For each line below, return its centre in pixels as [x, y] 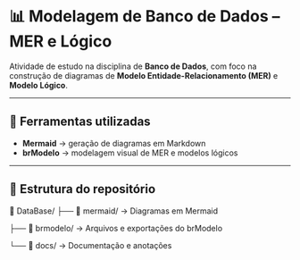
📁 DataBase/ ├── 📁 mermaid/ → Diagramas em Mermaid [114, 211]
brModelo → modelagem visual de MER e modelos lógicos [130, 153]
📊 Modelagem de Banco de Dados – [145, 17]
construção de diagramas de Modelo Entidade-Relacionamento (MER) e [144, 75]
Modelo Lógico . [39, 85]
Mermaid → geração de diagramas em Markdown [114, 143]
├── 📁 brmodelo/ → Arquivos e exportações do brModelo [116, 228]
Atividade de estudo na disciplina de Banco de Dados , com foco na [133, 66]
